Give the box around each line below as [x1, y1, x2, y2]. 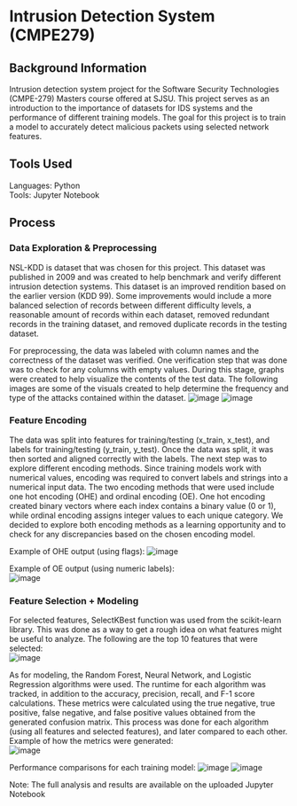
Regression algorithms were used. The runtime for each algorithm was [9, 679, 266, 690]
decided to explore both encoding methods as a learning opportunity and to [9, 519, 286, 529]
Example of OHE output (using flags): [9, 545, 145, 556]
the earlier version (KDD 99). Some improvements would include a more [9, 290, 272, 301]
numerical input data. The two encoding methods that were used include [9, 481, 275, 492]
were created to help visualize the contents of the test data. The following [9, 373, 278, 384]
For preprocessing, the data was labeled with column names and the [9, 345, 260, 356]
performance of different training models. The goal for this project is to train [9, 113, 286, 122]
